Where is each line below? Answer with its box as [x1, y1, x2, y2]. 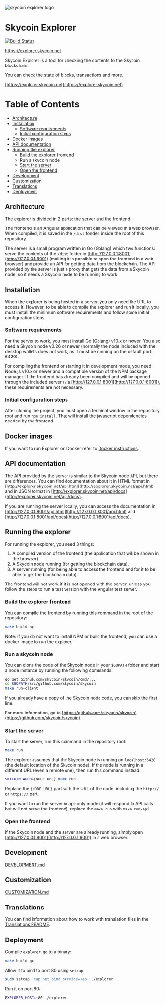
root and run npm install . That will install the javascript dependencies [5, 413, 147, 419]
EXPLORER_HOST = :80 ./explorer [5, 995, 67, 1000]
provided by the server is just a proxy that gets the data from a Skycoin [5, 266, 149, 272]
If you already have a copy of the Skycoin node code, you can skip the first [5, 695, 158, 701]
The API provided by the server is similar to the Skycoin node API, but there [5, 473, 158, 479]
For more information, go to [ [5, 710, 64, 715]
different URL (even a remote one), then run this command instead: [5, 767, 141, 773]
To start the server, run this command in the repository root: [5, 738, 127, 744]
